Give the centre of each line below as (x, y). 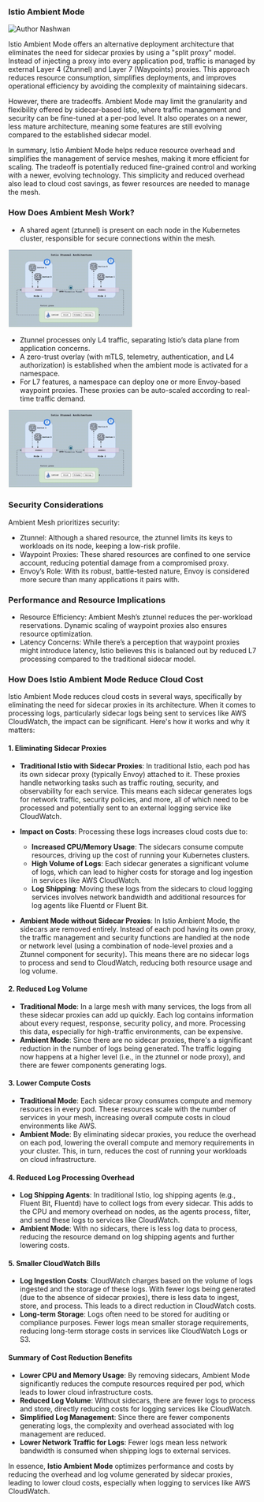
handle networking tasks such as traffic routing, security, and (119, 783)
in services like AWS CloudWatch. (86, 880)
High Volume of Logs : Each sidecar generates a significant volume (140, 863)
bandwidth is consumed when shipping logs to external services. (125, 1451)
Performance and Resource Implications (87, 600)
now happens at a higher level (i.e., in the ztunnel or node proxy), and (132, 1056)
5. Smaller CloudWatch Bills (54, 1263)
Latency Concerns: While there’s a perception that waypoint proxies (130, 642)
